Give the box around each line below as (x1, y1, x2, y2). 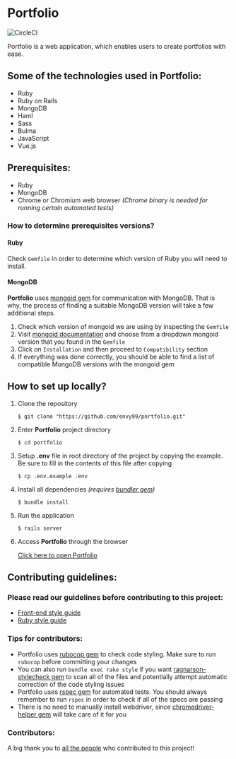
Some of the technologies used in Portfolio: (7, 70, 202, 82)
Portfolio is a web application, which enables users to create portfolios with (7, 42, 226, 50)
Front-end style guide (17, 608, 81, 617)
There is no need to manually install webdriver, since (17, 702, 171, 711)
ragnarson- (173, 665, 206, 673)
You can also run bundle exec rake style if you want (17, 665, 172, 673)
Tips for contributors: (7, 634, 83, 644)
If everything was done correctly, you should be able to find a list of (17, 352, 215, 361)
